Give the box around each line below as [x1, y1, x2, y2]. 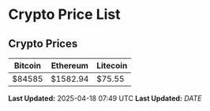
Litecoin [96, 61, 128, 71]
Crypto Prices [8, 37, 78, 50]
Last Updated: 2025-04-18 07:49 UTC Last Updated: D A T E [8, 94, 203, 103]
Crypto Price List [8, 6, 121, 24]
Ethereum [51, 61, 89, 71]
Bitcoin [13, 61, 42, 71]
